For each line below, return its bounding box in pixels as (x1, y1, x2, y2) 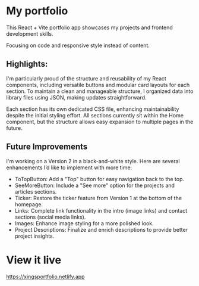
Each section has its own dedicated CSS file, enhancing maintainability (6, 105, 179, 113)
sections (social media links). (14, 213, 86, 220)
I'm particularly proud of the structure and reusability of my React (6, 74, 166, 82)
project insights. (14, 232, 55, 240)
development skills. (6, 30, 53, 37)
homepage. (14, 201, 43, 208)
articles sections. (14, 188, 57, 195)
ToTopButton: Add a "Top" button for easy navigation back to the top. (14, 175, 185, 182)
